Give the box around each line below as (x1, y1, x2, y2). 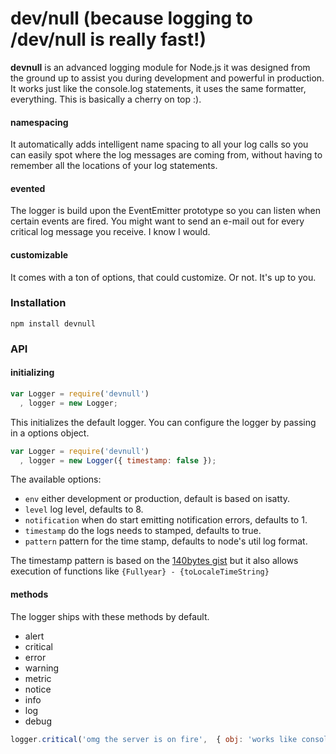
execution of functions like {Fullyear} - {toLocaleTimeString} (10, 565, 270, 577)
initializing (10, 367, 55, 379)
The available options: (10, 473, 102, 486)
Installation (10, 296, 67, 310)
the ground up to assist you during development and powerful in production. (10, 72, 325, 84)
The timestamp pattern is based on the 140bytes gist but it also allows (10, 555, 299, 567)
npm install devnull (10, 318, 97, 329)
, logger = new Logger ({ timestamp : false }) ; (19, 455, 217, 466)
